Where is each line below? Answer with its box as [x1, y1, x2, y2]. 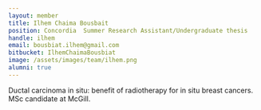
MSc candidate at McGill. [8, 93, 91, 104]
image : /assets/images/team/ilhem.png [8, 57, 137, 65]
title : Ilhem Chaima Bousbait [8, 19, 109, 27]
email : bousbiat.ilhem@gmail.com [8, 41, 120, 49]
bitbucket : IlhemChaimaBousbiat [8, 49, 116, 57]
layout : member [8, 11, 59, 20]
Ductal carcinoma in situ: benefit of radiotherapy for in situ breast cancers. [8, 85, 254, 95]
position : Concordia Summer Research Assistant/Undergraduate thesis [8, 26, 248, 34]
